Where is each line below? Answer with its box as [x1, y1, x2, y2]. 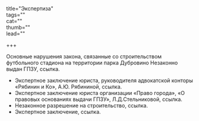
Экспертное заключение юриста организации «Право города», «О [14, 90, 185, 96]
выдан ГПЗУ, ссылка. [6, 66, 61, 73]
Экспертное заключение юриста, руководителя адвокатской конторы [14, 77, 193, 84]
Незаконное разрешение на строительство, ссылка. [14, 102, 149, 109]
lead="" [6, 30, 26, 37]
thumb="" [6, 24, 31, 31]
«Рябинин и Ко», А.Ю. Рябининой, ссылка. [14, 83, 122, 90]
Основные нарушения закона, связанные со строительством [6, 53, 162, 60]
